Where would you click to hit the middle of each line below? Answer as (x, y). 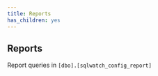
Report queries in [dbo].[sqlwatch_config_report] (79, 65)
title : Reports (29, 14)
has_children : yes (34, 20)
